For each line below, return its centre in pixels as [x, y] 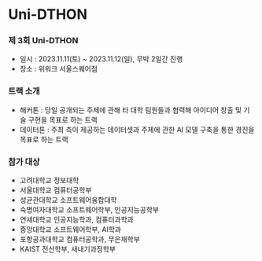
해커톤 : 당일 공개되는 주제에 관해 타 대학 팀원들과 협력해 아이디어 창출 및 [131, 110]
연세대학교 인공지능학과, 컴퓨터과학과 [76, 220]
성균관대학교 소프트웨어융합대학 [68, 200]
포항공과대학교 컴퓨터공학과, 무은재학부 [79, 239]
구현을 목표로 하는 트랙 [63, 119]
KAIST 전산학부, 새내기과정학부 [68, 249]
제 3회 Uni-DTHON [43, 41]
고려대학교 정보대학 [49, 180]
